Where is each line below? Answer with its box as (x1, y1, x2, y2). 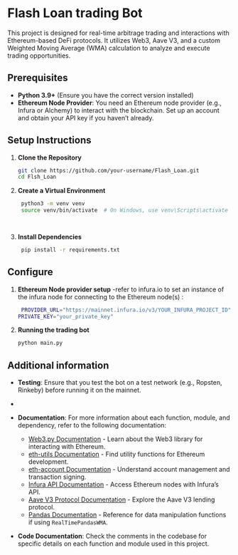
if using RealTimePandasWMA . (28, 518, 108, 527)
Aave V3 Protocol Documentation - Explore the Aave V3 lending (28, 495, 215, 504)
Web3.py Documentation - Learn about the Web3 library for (28, 435, 203, 443)
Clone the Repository (17, 153, 82, 162)
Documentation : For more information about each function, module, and (17, 413, 230, 422)
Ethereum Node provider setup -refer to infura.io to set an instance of (17, 285, 225, 294)
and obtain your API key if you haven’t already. (17, 113, 154, 122)
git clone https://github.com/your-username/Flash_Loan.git (17, 167, 200, 174)
